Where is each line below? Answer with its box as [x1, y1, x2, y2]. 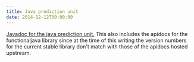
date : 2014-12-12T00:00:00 [6, 14, 73, 20]
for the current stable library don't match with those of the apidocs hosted [6, 43, 188, 50]
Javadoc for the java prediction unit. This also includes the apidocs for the [6, 30, 188, 37]
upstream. [6, 49, 32, 56]
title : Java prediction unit [6, 8, 79, 15]
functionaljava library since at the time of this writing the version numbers [6, 37, 187, 44]
